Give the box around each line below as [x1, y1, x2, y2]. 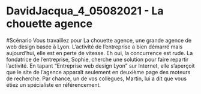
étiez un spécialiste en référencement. [6, 81, 101, 88]
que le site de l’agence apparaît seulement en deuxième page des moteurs [6, 68, 191, 75]
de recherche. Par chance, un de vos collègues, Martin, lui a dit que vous [6, 75, 187, 82]
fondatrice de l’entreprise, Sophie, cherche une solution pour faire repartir [6, 56, 189, 63]
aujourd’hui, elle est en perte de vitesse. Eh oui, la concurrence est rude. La [6, 49, 193, 56]
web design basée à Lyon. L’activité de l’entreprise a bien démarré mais [6, 43, 183, 50]
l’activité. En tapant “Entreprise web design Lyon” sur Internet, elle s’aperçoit [6, 62, 195, 69]
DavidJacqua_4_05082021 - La [6, 4, 164, 18]
